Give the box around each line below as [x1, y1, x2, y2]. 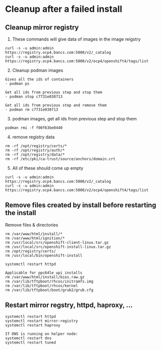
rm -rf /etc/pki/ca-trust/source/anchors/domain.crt [5, 156, 116, 161]
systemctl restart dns [5, 336, 52, 341]
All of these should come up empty [12, 165, 84, 171]
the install [5, 209, 36, 217]
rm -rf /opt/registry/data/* [5, 152, 65, 157]
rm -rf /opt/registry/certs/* [5, 144, 67, 149]
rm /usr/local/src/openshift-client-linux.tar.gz [5, 240, 109, 245]
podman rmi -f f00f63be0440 [5, 125, 63, 130]
